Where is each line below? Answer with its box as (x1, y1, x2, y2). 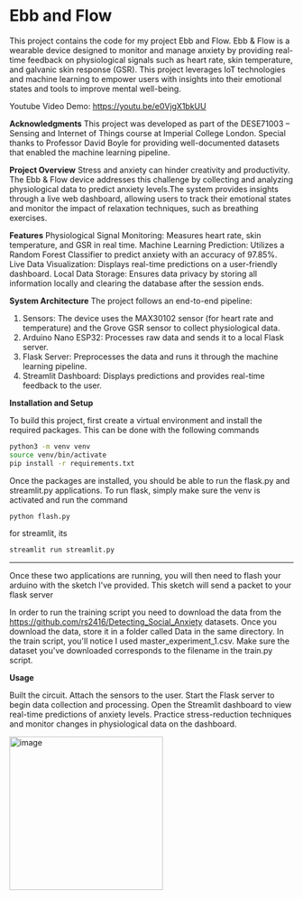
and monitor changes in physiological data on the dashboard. (9, 718, 237, 729)
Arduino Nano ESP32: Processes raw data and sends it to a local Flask (22, 331, 284, 343)
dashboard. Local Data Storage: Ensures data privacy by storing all (9, 268, 258, 279)
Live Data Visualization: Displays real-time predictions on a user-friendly (9, 258, 278, 269)
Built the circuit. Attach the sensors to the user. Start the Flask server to (9, 690, 275, 700)
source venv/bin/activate (9, 450, 106, 459)
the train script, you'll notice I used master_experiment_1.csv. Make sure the (9, 635, 290, 646)
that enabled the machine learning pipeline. (9, 146, 170, 158)
